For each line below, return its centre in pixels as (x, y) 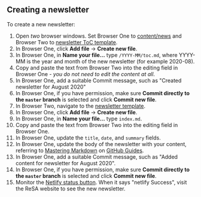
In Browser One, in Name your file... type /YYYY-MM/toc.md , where (97, 55)
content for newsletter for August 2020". (66, 163)
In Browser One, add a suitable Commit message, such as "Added (97, 157)
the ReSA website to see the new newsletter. (70, 189)
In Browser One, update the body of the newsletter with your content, (101, 144)
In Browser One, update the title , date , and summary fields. (88, 138)
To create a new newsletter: (41, 24)
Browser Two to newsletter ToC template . (66, 42)
